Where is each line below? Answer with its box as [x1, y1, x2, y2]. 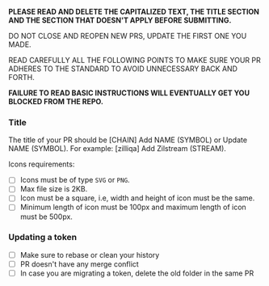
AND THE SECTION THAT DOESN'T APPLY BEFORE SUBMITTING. [8, 15, 232, 25]
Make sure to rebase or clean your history [19, 250, 160, 259]
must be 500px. [19, 212, 73, 221]
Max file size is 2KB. [19, 184, 88, 194]
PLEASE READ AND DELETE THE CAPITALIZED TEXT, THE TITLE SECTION [8, 7, 260, 16]
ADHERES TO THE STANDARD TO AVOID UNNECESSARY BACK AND [8, 64, 238, 74]
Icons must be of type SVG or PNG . [19, 175, 131, 185]
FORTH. [8, 73, 35, 82]
